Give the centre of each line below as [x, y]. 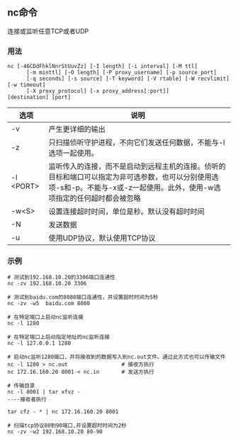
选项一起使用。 [73, 153]
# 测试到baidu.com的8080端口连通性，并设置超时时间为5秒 [83, 297]
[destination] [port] [39, 98]
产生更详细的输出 [77, 130]
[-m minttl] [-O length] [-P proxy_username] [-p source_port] [121, 73]
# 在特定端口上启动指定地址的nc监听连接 [58, 337]
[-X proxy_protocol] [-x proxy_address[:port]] [98, 91]
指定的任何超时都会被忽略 [98, 198]
